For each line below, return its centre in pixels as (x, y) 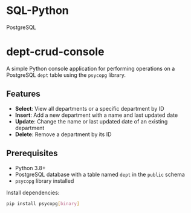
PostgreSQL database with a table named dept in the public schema (100, 174)
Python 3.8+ (31, 168)
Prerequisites (32, 153)
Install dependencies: (33, 192)
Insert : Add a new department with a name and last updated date (96, 115)
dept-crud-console (55, 52)
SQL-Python (37, 11)
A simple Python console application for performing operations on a (91, 68)
